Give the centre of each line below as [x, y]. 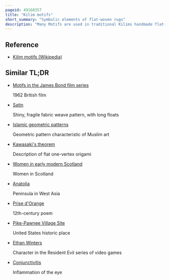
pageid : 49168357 [24, 10]
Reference [22, 44]
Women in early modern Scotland [47, 164]
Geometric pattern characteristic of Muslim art [61, 134]
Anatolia [21, 183]
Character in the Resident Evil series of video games [67, 253]
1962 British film [29, 95]
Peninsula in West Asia [36, 193]
